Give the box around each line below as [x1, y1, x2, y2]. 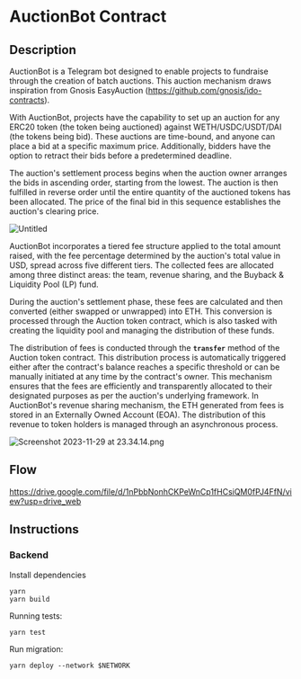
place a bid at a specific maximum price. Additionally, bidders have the [9, 141, 271, 151]
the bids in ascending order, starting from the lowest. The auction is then [9, 177, 279, 188]
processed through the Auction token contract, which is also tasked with [9, 316, 278, 326]
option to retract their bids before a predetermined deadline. [9, 150, 232, 161]
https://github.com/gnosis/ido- [147, 85, 262, 95]
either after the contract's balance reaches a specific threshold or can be [9, 362, 280, 372]
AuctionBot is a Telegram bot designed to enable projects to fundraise [9, 66, 269, 76]
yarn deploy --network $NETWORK [9, 661, 130, 670]
